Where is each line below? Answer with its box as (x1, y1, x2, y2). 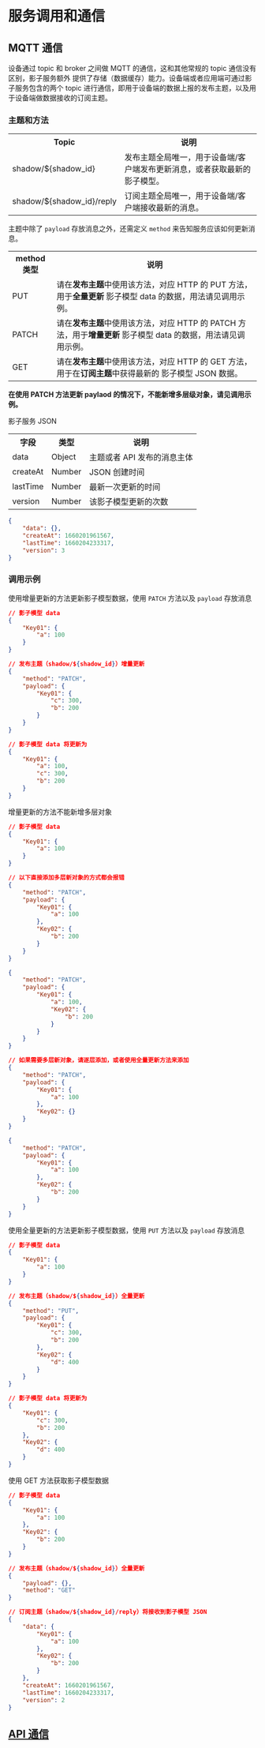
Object (50, 452, 77, 463)
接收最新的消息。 (140, 202, 203, 213)
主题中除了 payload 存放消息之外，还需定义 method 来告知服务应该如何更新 (8, 224, 248, 234)
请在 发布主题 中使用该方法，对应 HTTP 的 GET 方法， (56, 356, 252, 367)
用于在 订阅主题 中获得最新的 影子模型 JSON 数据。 (56, 368, 243, 379)
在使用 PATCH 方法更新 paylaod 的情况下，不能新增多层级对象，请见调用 (8, 390, 244, 399)
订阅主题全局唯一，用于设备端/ (124, 190, 238, 201)
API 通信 (8, 1727, 50, 1741)
